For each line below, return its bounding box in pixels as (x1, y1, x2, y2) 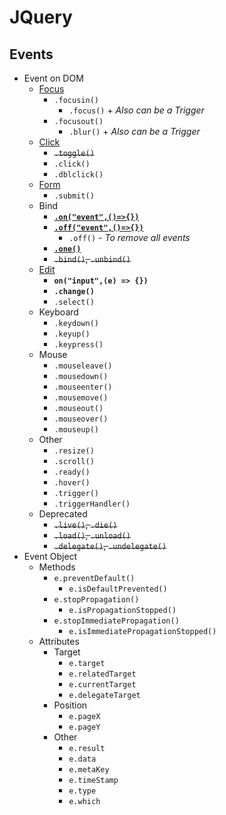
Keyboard (38, 306, 79, 318)
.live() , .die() (53, 519, 118, 530)
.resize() (53, 446, 95, 456)
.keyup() (53, 329, 91, 339)
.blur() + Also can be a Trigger (68, 126, 201, 137)
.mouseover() (53, 414, 109, 424)
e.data (68, 754, 97, 764)
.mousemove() (53, 393, 109, 403)
